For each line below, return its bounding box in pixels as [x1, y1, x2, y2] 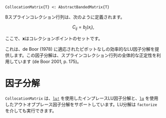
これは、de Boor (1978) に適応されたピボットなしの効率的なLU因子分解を [5, 46, 155, 52]
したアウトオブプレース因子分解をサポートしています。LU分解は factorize [5, 101, 158, 107]
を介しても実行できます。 [5, 108, 57, 114]
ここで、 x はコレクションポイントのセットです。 [5, 35, 103, 41]
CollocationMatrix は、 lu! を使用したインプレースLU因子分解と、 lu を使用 [5, 95, 159, 101]
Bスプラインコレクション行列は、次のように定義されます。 [5, 14, 125, 20]
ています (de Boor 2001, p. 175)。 [13, 58, 82, 64]
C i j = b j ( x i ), [72, 24, 95, 31]
